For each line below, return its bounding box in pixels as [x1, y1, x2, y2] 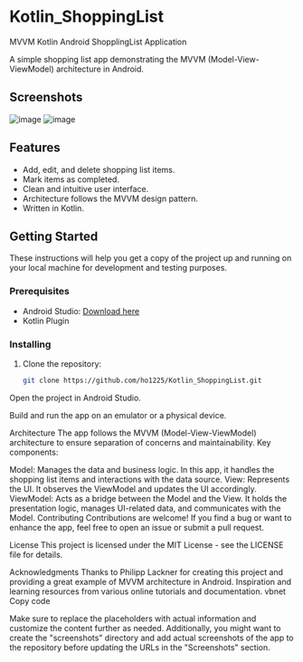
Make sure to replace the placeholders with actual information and [9, 613, 257, 624]
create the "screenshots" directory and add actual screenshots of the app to [9, 632, 294, 643]
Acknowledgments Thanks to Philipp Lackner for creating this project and [9, 566, 283, 577]
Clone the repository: [22, 358, 102, 369]
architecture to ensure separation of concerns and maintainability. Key [9, 437, 271, 447]
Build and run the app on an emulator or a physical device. [9, 409, 227, 420]
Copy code [9, 595, 51, 606]
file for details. [9, 549, 63, 560]
